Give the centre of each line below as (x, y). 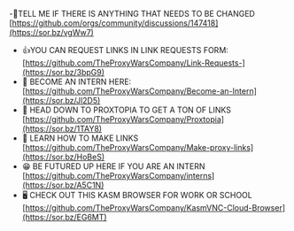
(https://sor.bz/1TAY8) (62, 129)
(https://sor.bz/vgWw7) (52, 32)
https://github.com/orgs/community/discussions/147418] (115, 23)
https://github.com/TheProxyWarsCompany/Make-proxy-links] (139, 147)
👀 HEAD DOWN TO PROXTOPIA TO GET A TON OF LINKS (127, 110)
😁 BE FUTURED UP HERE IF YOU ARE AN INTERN (113, 166)
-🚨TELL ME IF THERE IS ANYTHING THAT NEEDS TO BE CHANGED (132, 14)
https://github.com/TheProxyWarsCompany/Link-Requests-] (135, 63)
